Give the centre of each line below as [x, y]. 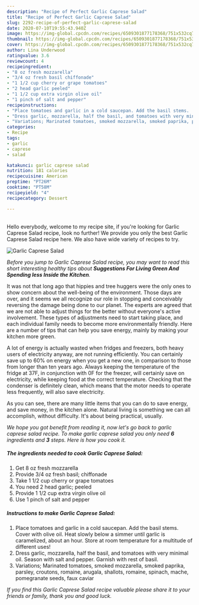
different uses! [33, 547]
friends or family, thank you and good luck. [59, 596]
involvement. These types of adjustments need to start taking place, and [95, 318]
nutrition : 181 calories [37, 171]
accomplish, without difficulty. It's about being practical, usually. [85, 416]
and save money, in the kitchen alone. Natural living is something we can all [99, 409]
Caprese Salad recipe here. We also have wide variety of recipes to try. [93, 239]
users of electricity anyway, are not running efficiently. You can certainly [95, 354]
